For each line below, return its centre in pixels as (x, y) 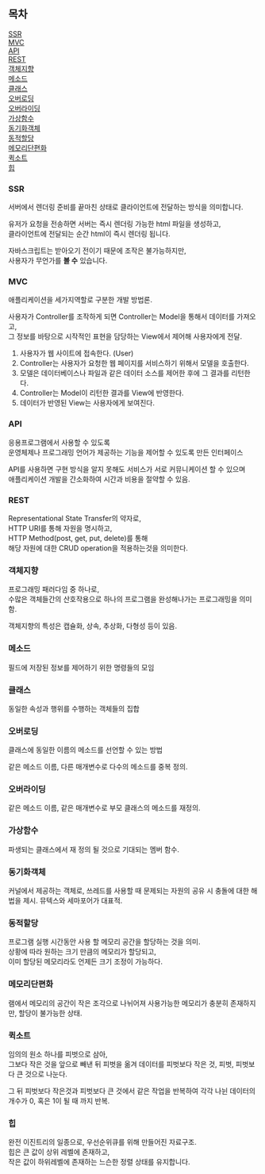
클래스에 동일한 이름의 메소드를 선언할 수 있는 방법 (85, 750)
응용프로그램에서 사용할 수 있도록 (60, 442)
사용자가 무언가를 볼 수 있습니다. (58, 261)
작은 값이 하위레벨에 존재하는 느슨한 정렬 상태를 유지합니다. (99, 1162)
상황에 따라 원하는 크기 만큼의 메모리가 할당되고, (83, 952)
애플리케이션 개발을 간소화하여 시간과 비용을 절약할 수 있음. (99, 479)
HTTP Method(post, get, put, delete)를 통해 (78, 538)
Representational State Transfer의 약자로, (75, 518)
